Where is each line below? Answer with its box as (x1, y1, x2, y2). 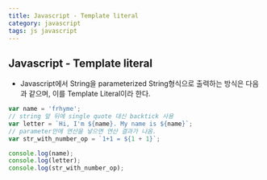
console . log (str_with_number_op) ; (8, 164, 125, 173)
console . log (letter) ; (8, 157, 81, 165)
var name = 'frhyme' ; (8, 105, 81, 113)
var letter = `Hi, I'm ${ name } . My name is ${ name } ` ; (8, 120, 194, 128)
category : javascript (8, 19, 81, 27)
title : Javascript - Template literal (8, 11, 139, 20)
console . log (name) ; (8, 149, 74, 157)
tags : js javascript (8, 27, 78, 35)
